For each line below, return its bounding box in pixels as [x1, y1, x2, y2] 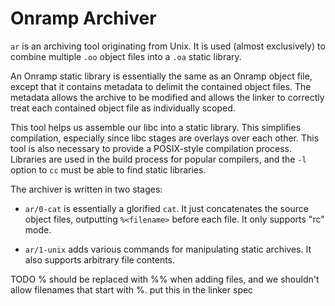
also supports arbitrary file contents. [24, 253, 176, 266]
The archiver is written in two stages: [10, 183, 163, 195]
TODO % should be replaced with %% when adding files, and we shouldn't [10, 273, 320, 285]
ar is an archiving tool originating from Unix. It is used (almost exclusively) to [10, 40, 326, 52]
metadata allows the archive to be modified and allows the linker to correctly [10, 91, 325, 103]
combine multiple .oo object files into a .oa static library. [10, 50, 242, 62]
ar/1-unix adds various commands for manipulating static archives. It [24, 243, 312, 255]
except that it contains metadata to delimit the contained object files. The [10, 80, 312, 92]
